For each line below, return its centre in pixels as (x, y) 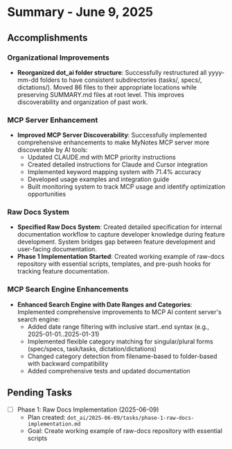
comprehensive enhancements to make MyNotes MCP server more (113, 142)
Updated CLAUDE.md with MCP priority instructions (102, 158)
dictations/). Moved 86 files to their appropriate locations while (107, 87)
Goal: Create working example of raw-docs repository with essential (125, 430)
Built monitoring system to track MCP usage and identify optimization (126, 187)
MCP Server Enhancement (53, 120)
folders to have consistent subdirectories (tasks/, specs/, (121, 80)
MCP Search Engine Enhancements (68, 289)
